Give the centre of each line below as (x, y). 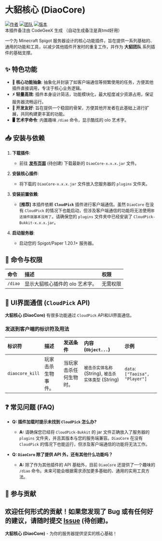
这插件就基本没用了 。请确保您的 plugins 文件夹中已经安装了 (76, 216)
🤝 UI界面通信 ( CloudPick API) (47, 302)
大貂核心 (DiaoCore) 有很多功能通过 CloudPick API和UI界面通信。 (69, 315)
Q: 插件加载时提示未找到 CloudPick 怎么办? (54, 422)
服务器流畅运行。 (29, 102)
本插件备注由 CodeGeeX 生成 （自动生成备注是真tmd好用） (64, 30)
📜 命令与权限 (24, 260)
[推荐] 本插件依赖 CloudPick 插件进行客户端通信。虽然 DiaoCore (82, 204)
